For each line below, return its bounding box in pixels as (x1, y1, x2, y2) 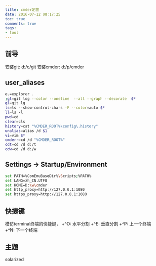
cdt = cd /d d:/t (5, 142, 37, 147)
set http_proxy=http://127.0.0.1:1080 (5, 187, 85, 192)
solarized (5, 256, 24, 262)
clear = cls (5, 119, 26, 124)
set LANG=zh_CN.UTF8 (5, 178, 48, 183)
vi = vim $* (5, 133, 26, 138)
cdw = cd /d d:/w (5, 147, 37, 152)
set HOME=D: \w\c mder (5, 182, 48, 188)
